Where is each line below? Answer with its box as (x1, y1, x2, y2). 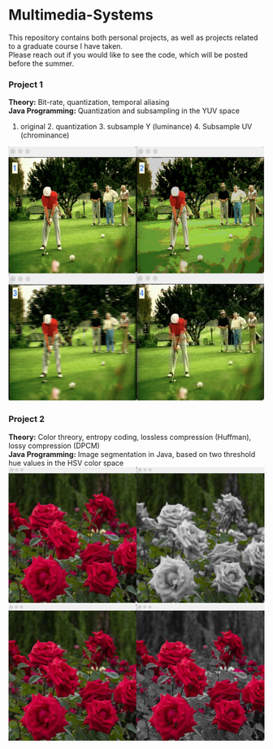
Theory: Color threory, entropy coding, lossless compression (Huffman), (8, 432, 252, 442)
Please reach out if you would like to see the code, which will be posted (8, 50, 248, 59)
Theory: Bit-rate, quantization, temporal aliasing (8, 98, 170, 107)
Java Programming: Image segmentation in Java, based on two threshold (8, 449, 256, 459)
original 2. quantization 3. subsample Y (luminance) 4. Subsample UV (19, 122, 253, 132)
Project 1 (8, 79, 43, 90)
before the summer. (8, 59, 75, 68)
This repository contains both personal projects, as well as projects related (8, 33, 258, 42)
